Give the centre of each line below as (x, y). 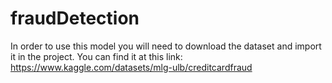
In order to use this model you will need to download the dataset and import (166, 46)
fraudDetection (75, 18)
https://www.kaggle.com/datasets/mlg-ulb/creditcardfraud (131, 67)
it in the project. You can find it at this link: (96, 56)
